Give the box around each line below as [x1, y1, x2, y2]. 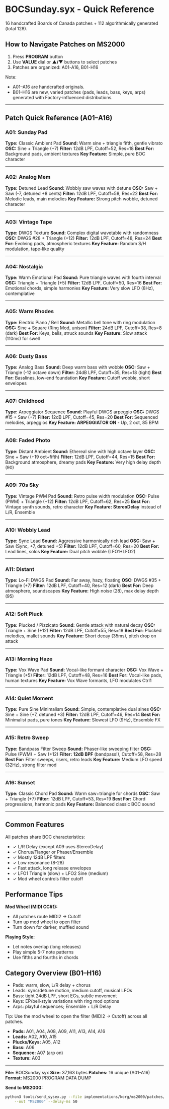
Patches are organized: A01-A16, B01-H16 [12, 64, 99, 70]
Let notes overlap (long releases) [12, 943, 81, 949]
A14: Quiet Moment [5, 695, 53, 702]
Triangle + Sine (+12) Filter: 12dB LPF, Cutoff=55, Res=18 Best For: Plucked [5, 627, 162, 633]
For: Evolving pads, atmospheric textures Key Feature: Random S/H [5, 241, 146, 247]
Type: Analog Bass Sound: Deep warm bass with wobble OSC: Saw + [5, 364, 150, 370]
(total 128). [5, 25, 28, 31]
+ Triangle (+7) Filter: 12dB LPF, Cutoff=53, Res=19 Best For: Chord [5, 795, 146, 801]
